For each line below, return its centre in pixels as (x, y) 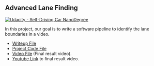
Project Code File (29, 48)
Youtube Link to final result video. (45, 59)
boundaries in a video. (27, 34)
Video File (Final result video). (42, 53)
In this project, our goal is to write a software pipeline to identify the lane (77, 29)
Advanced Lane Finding (42, 8)
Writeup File (24, 43)
